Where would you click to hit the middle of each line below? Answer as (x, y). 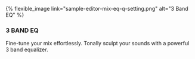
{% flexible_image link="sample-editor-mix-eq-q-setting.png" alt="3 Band (97, 9)
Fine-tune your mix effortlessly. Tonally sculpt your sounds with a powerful (97, 44)
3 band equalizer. (27, 49)
